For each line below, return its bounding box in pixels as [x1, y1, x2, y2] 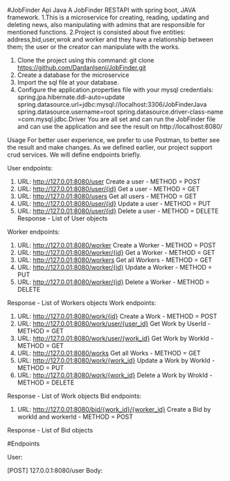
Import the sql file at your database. [17, 78, 120, 86]
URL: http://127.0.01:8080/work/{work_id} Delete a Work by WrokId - [17, 371, 213, 379]
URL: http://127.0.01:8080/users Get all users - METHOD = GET [17, 192, 197, 200]
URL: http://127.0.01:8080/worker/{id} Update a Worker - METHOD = [17, 263, 213, 271]
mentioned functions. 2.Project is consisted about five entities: [7, 28, 186, 36]
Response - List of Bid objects [7, 426, 94, 434]
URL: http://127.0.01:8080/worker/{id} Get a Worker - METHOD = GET [17, 249, 215, 256]
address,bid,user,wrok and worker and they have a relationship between [7, 35, 213, 44]
